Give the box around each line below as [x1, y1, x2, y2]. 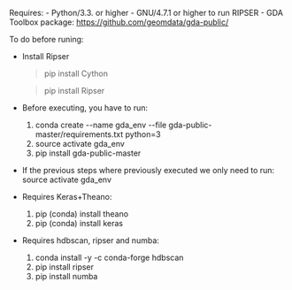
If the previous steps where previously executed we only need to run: [21, 165, 275, 175]
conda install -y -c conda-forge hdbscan [35, 252, 184, 263]
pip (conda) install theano [35, 209, 129, 219]
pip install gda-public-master [35, 148, 142, 158]
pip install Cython [43, 68, 109, 79]
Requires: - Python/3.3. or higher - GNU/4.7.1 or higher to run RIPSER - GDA [9, 8, 283, 18]
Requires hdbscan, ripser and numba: [21, 235, 159, 246]
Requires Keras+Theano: [21, 192, 112, 202]
